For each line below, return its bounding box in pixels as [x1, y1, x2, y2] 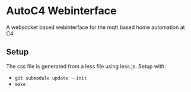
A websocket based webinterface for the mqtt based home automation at [6, 24, 185, 31]
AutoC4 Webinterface [6, 4, 117, 18]
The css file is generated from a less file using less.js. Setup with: [6, 63, 166, 70]
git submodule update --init [14, 75, 87, 81]
